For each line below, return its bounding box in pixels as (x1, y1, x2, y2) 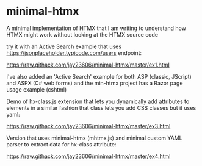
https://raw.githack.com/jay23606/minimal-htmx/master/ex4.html (6, 153, 171, 160)
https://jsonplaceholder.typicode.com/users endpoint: (6, 49, 142, 56)
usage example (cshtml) (6, 85, 67, 93)
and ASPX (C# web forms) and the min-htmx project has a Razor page (6, 79, 183, 87)
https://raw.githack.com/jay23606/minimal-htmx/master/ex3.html (6, 122, 171, 129)
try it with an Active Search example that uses (6, 43, 122, 50)
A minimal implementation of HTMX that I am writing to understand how (6, 24, 186, 32)
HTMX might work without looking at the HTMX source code (6, 31, 159, 38)
